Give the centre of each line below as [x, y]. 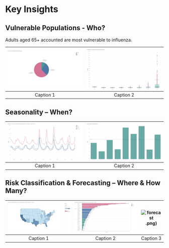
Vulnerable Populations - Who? [55, 28]
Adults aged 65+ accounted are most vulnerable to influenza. [69, 40]
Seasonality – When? [39, 112]
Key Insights [32, 9]
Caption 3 [151, 238]
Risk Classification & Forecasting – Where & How [83, 183]
